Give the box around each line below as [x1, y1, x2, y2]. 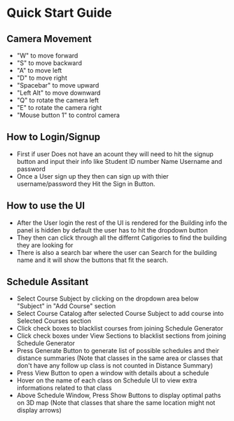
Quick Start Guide [6, 5, 113, 21]
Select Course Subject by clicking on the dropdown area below [16, 294, 199, 303]
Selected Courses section [16, 317, 92, 325]
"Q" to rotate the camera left [16, 96, 99, 104]
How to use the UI [6, 200, 85, 212]
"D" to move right [16, 74, 67, 82]
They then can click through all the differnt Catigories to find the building [16, 233, 227, 242]
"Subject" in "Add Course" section [16, 302, 116, 310]
